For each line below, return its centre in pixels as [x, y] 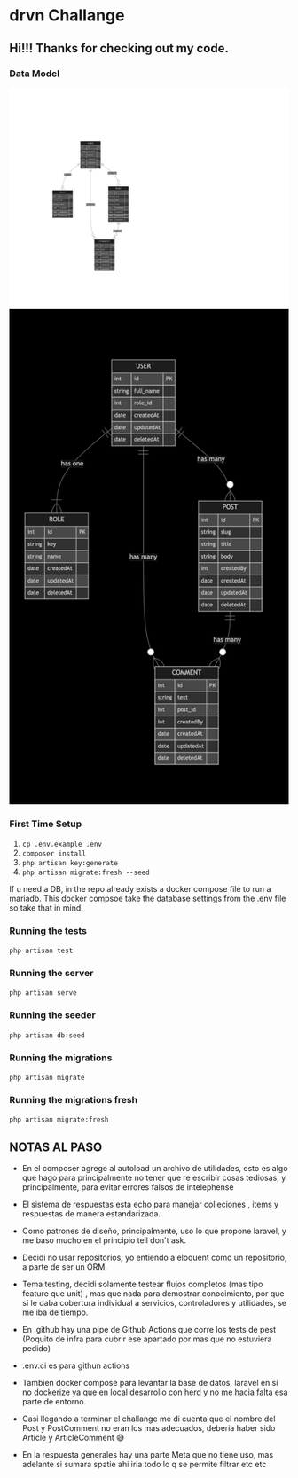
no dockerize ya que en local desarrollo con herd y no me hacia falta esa [155, 1392]
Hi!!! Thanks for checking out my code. [119, 48]
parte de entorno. [54, 1402]
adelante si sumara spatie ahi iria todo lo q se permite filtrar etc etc [144, 1465]
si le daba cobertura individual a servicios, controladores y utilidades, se [154, 1303]
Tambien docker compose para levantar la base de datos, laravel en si [150, 1383]
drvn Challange [67, 16]
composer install [54, 853]
